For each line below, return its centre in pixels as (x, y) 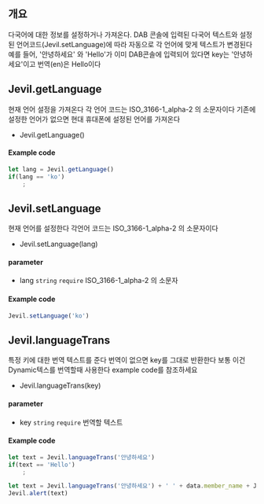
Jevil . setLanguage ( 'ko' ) (49, 316)
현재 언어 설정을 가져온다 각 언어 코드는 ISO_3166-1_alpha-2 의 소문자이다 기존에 (132, 109)
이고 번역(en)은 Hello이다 (62, 64)
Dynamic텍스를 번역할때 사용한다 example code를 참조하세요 (103, 370)
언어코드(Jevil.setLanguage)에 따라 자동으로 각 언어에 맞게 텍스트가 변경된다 (134, 44)
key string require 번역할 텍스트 (71, 422)
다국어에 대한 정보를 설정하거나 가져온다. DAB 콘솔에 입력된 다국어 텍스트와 (123, 35)
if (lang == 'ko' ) (37, 177)
